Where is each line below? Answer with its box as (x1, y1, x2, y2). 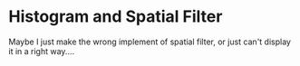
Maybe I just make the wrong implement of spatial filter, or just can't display (8, 36, 292, 47)
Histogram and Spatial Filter (8, 6, 223, 27)
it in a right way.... (8, 45, 74, 56)
